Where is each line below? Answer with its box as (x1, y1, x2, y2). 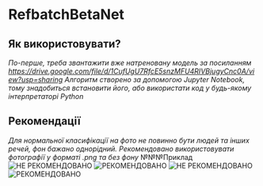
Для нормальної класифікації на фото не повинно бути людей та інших (8, 135, 250, 145)
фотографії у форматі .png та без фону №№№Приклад (8, 152, 193, 161)
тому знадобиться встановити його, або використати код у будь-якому (8, 83, 252, 93)
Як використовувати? (8, 37, 121, 51)
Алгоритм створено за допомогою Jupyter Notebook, (64, 75, 246, 84)
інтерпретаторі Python (8, 92, 84, 101)
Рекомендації (8, 115, 81, 128)
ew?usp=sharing (8, 75, 63, 84)
